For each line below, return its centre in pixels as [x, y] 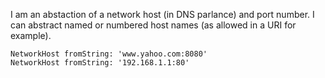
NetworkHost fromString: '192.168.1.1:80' [100, 63]
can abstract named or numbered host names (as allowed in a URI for [153, 25]
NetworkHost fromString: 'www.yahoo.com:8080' [109, 54]
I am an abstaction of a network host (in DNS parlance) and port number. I [162, 14]
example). [31, 35]
